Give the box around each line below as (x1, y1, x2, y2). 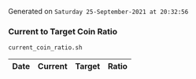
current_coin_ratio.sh (8, 44, 83, 52)
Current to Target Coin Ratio (8, 26, 118, 37)
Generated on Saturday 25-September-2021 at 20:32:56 (8, 7, 189, 16)
